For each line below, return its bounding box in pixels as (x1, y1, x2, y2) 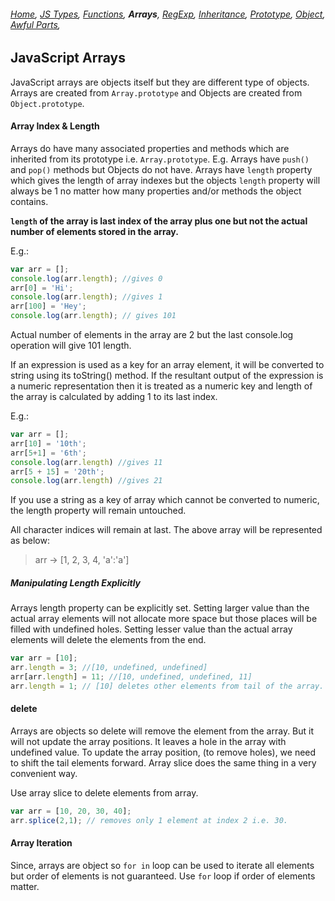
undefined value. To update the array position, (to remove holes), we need (10, 746, 317, 758)
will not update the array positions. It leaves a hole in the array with (10, 736, 287, 747)
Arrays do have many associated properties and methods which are (10, 142, 290, 154)
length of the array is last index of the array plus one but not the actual (10, 215, 308, 227)
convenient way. (10, 768, 78, 779)
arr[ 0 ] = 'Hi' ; (10, 283, 74, 293)
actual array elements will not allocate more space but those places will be (10, 613, 318, 625)
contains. (10, 195, 49, 207)
